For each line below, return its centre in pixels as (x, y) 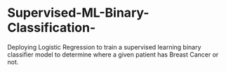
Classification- (52, 28)
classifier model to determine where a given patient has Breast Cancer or (113, 55)
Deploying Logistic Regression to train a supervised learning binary (104, 47)
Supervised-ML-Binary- (78, 13)
